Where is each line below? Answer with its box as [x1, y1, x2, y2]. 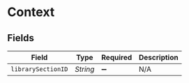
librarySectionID [10, 66, 68, 73]
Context [7, 4, 55, 20]
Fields [7, 32, 35, 44]
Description [138, 53, 179, 62]
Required [100, 53, 133, 62]
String [74, 64, 95, 74]
